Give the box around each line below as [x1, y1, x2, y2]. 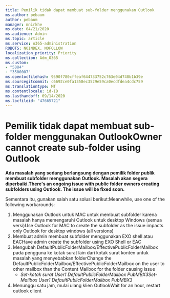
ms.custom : [5, 60, 29, 65]
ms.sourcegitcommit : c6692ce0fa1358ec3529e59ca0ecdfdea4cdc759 [5, 79, 143, 84]
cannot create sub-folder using [5, 142, 141, 154]
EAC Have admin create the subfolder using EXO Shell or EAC [12, 239, 142, 245]
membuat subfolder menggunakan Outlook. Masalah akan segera [5, 175, 148, 182]
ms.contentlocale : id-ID [5, 88, 58, 94]
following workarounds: [5, 202, 55, 208]
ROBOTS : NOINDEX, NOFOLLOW [5, 46, 63, 51]
